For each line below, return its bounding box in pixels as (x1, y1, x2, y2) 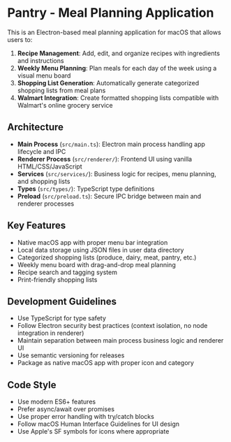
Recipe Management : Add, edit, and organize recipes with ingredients (17, 49, 221, 57)
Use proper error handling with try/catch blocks (17, 413, 155, 421)
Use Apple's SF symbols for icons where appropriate (17, 427, 170, 436)
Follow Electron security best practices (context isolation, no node (17, 322, 208, 330)
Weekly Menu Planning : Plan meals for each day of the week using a (17, 64, 217, 72)
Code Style (7, 379, 57, 391)
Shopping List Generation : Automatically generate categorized (17, 78, 200, 87)
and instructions (17, 56, 64, 64)
